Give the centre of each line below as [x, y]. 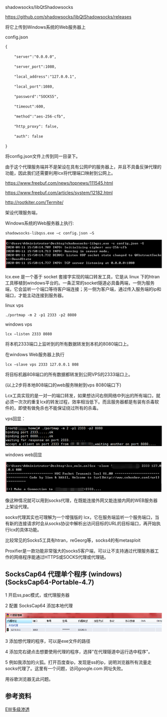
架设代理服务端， [23, 213]
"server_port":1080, [35, 67]
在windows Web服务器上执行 [35, 354]
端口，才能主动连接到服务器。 [36, 295]
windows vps [19, 324]
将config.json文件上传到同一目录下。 [43, 156]
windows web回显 [24, 455]
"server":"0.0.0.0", [35, 57]
